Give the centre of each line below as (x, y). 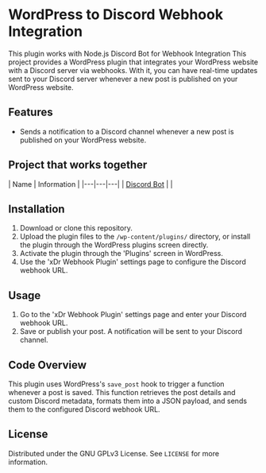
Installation (37, 209)
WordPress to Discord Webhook (116, 15)
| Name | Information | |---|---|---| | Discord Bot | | (91, 184)
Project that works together (78, 165)
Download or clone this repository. (76, 228)
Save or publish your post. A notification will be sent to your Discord (131, 331)
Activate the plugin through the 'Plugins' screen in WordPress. (121, 254)
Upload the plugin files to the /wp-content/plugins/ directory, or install (135, 237)
